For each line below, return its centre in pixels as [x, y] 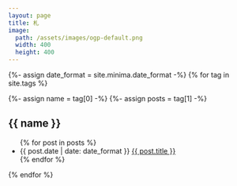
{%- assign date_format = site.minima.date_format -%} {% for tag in [119, 75]
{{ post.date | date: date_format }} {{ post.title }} [98, 150]
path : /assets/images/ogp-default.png [79, 38]
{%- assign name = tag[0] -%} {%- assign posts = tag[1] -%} [108, 99]
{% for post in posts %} [58, 142]
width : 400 [33, 45]
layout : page [30, 15]
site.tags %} [28, 83]
